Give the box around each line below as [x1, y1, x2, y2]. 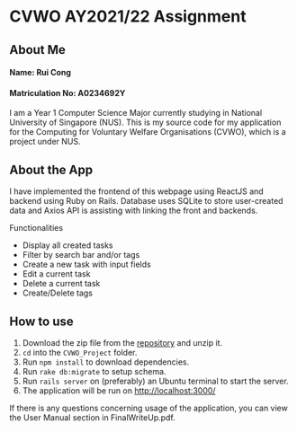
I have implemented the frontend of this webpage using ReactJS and [9, 186, 264, 197]
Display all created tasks [22, 240, 113, 251]
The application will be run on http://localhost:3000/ [22, 385, 216, 396]
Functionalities [9, 223, 64, 234]
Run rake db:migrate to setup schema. [22, 366, 166, 376]
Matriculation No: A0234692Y [9, 87, 126, 98]
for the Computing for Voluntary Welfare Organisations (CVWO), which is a [9, 127, 286, 137]
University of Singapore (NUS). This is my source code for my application [9, 117, 282, 128]
